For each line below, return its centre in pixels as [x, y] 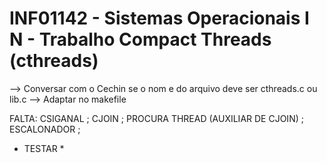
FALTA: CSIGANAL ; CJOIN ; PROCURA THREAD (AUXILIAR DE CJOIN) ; [156, 118]
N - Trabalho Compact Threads [140, 39]
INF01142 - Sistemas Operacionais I [159, 18]
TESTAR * [44, 148]
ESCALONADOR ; [45, 129]
